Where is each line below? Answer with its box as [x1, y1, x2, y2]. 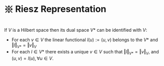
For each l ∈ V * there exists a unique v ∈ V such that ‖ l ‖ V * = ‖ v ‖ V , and [11, 48, 159, 56]
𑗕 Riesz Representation [4, 4, 107, 15]
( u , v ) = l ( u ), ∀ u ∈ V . [11, 55, 54, 61]
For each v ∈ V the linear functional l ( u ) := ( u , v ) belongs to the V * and [11, 36, 158, 43]
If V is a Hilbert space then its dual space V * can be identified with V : [4, 27, 147, 33]
